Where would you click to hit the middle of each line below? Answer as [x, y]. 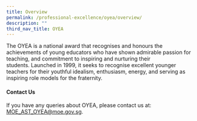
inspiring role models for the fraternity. [55, 78]
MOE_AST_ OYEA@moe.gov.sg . [45, 112]
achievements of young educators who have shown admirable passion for [98, 53]
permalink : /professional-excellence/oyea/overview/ [74, 18]
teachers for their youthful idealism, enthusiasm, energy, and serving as [96, 72]
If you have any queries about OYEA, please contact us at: [79, 105]
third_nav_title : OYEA [35, 29]
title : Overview [27, 12]
